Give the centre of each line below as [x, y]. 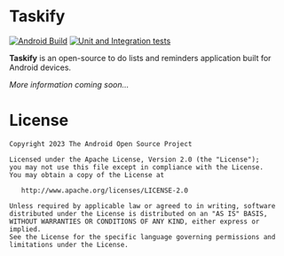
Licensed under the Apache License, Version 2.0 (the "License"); [134, 159]
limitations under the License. [69, 244]
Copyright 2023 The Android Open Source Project [101, 144]
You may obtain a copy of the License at [87, 175]
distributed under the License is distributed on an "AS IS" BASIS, [138, 213]
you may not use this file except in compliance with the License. [137, 167]
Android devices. [40, 67]
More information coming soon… [69, 84]
